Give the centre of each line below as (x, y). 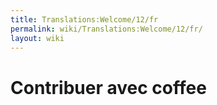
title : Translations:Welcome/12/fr (84, 19)
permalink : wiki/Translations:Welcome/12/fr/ (106, 29)
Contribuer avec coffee (108, 87)
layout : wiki (37, 38)
